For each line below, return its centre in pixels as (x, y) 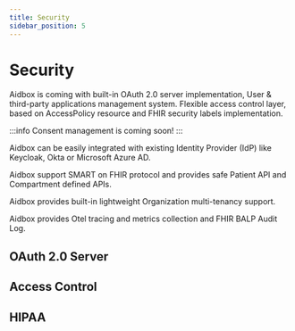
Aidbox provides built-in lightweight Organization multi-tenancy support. (143, 202)
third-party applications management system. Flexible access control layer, (148, 104)
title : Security (39, 17)
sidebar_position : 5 (48, 26)
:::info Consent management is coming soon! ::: (96, 131)
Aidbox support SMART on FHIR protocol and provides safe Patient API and (148, 175)
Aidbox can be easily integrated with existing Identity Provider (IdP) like (141, 148)
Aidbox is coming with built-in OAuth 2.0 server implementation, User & (141, 95)
